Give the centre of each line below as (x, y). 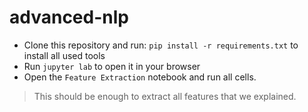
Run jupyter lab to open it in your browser (112, 66)
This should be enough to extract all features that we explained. (165, 96)
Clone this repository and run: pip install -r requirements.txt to (161, 45)
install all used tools (64, 55)
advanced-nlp (69, 17)
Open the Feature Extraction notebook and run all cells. (140, 77)
